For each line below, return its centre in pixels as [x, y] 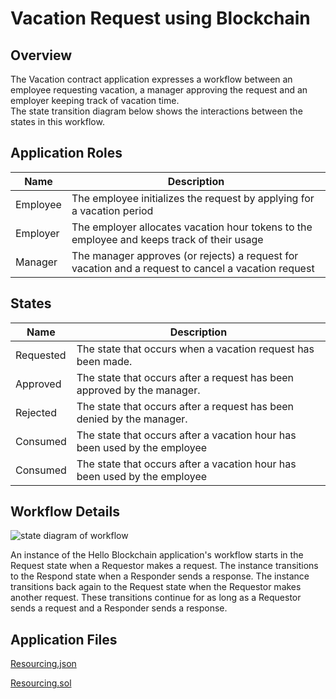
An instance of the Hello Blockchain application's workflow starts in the [157, 555]
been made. [104, 361]
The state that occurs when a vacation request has [195, 349]
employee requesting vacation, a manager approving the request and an [159, 90]
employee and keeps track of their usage [167, 239]
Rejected [36, 412]
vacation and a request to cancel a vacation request [193, 268]
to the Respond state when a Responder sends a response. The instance [160, 576]
